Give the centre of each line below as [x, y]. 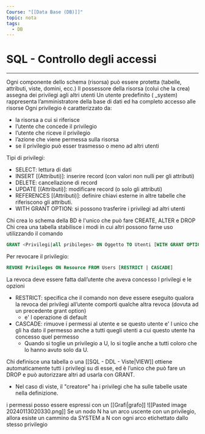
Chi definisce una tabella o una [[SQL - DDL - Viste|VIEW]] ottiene [89, 361]
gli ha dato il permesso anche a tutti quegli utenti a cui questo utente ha [105, 330]
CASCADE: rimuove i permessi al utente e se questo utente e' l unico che [107, 324]
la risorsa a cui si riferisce [48, 120]
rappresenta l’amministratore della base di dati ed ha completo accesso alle [101, 102]
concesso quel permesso [47, 337]
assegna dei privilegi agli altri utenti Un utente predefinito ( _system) [92, 95]
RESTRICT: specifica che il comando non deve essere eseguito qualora [104, 297]
